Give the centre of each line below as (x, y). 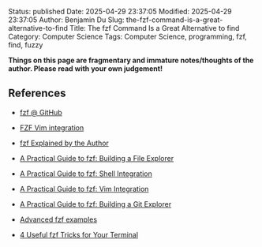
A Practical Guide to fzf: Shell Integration (86, 174)
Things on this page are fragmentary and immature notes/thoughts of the (131, 60)
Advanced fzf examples (58, 219)
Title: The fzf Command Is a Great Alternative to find (155, 28)
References (37, 94)
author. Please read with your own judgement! (86, 69)
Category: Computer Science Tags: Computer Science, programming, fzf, (127, 36)
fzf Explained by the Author (64, 143)
